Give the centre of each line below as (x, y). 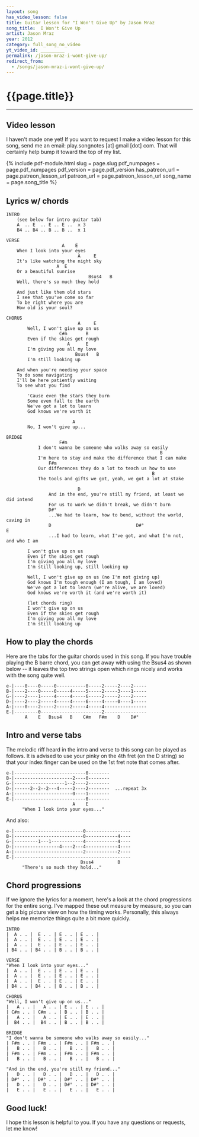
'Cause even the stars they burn (69, 396)
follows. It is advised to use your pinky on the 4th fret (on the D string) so (95, 756)
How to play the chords (50, 642)
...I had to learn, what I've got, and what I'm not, (116, 536)
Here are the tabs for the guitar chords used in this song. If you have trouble (99, 656)
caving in (18, 520)
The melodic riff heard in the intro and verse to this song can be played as (96, 749)
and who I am (22, 541)
